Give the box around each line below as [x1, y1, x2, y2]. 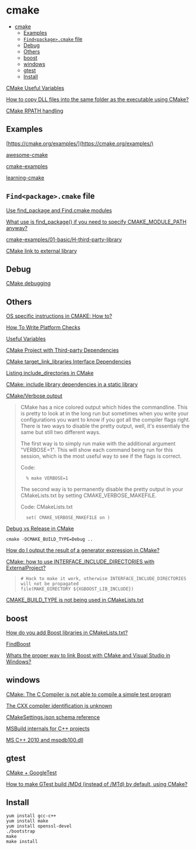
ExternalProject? [6, 564, 46, 571]
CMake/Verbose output [6, 392, 63, 399]
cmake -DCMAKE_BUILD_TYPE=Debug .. [6, 537, 93, 542]
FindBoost [6, 641, 31, 647]
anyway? [6, 224, 28, 231]
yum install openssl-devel [6, 823, 72, 830]
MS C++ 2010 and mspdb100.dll [6, 736, 84, 743]
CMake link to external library [6, 247, 77, 254]
